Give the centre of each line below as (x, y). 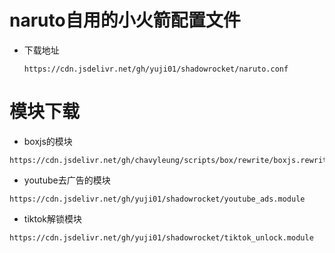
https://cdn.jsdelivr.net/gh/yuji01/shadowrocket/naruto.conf (156, 69)
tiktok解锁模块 (52, 218)
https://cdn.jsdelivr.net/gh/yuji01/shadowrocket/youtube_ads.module (157, 199)
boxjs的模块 (48, 141)
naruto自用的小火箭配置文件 (125, 20)
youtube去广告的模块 (67, 180)
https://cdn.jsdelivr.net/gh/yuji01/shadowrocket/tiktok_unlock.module (161, 237)
